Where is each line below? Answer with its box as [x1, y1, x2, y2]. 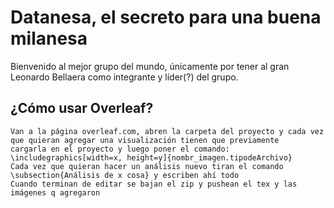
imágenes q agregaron [10, 187, 101, 198]
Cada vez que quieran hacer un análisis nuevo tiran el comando [10, 161, 284, 171]
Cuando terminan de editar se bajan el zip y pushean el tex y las [10, 179, 298, 189]
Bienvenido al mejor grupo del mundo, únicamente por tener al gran [10, 60, 290, 72]
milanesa [10, 27, 88, 50]
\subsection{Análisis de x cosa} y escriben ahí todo [10, 170, 240, 180]
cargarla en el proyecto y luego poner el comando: [10, 144, 230, 154]
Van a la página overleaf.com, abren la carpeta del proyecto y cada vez [10, 126, 325, 136]
